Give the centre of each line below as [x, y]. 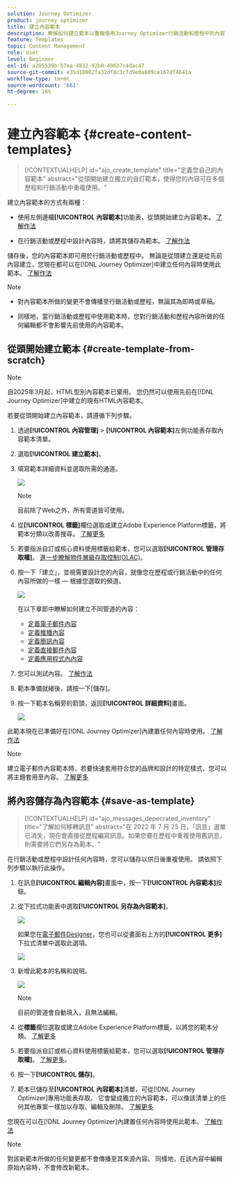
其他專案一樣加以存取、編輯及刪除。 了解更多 [88, 1106]
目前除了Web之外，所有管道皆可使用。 [73, 510]
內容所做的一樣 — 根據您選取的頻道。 [71, 581]
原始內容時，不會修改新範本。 [50, 1167]
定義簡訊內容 [46, 641]
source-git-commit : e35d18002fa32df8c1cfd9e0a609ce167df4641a [99, 72]
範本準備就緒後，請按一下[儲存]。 [65, 688]
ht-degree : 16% [29, 92]
